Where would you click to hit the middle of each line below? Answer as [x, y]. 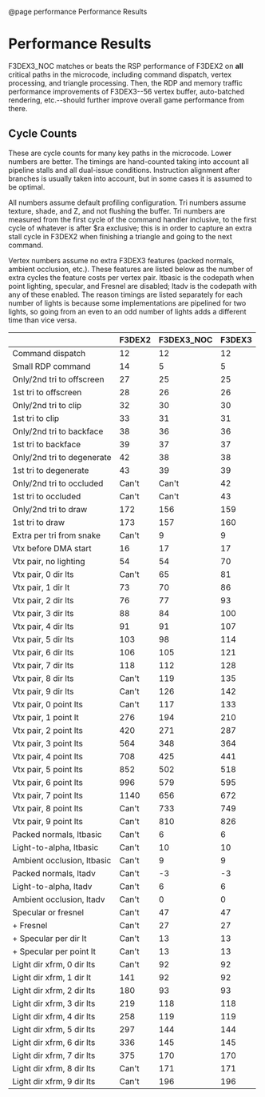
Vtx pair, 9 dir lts [43, 691]
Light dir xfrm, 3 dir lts [54, 1003]
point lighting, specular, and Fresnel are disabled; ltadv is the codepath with [132, 286]
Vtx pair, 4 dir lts [43, 626]
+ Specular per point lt [54, 951]
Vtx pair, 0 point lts [48, 704]
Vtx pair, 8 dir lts [43, 678]
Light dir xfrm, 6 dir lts [54, 1042]
